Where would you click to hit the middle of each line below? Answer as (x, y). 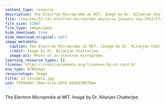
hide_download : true (26, 33)
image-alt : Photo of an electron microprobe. (57, 55)
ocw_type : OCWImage (25, 70)
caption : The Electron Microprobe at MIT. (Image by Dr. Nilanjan (79, 46)
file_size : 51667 (23, 23)
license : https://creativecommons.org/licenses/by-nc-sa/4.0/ (70, 65)
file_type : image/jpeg (28, 28)
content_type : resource (30, 10)
